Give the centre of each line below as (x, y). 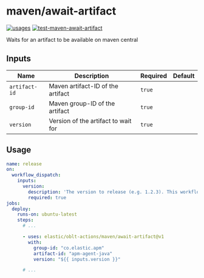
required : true (47, 197)
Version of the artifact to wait (90, 121)
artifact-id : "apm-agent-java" (73, 253)
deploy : (22, 209)
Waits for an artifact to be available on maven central (72, 39)
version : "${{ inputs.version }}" (77, 259)
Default (184, 76)
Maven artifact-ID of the (83, 86)
